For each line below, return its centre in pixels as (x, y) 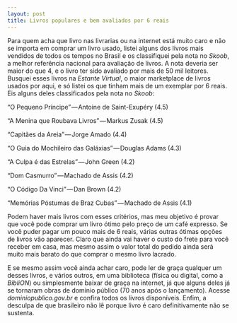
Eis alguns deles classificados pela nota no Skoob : (81, 93)
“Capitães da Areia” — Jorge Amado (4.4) (67, 134)
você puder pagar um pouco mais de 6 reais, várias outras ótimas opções (115, 231)
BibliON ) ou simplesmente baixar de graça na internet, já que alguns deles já (119, 283)
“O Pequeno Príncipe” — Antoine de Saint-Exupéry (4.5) (88, 107)
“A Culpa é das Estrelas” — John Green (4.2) (71, 161)
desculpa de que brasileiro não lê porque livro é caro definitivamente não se (118, 305)
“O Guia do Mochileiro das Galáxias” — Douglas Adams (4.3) (94, 148)
